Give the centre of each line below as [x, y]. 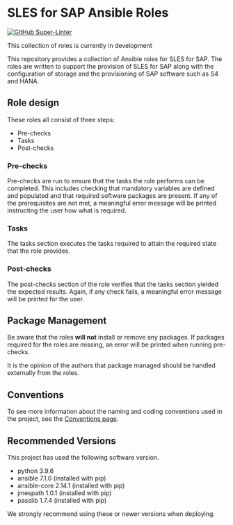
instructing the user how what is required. [67, 210]
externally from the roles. [43, 373]
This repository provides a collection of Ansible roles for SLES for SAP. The [115, 59]
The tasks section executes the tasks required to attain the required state [112, 244]
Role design [33, 103]
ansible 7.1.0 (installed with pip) [62, 478]
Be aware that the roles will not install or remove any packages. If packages [116, 337]
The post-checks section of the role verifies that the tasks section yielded [113, 284]
